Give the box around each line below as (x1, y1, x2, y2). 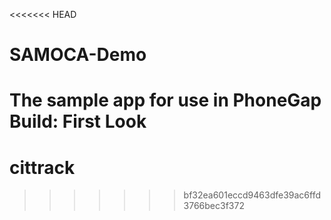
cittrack (9, 156, 76, 179)
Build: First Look (9, 110, 147, 133)
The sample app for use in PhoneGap (9, 89, 322, 112)
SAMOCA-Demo (9, 44, 147, 66)
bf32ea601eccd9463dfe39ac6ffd (183, 189, 322, 201)
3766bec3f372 (183, 200, 245, 212)
